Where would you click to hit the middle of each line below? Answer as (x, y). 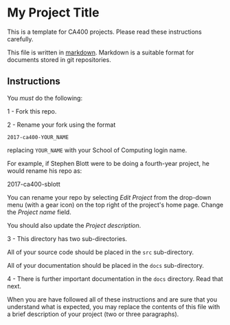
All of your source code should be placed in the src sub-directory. (101, 252)
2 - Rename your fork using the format (61, 125)
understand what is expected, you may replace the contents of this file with (114, 306)
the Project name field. (39, 212)
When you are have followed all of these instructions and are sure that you (112, 299)
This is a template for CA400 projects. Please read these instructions (105, 32)
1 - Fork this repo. (32, 111)
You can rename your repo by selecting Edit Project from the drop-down (109, 197)
